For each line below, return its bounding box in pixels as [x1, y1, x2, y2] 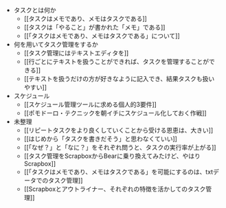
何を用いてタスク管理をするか [13, 41, 98, 48]
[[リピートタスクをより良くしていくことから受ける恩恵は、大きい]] [23, 126, 214, 134]
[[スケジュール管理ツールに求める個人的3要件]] [23, 100, 157, 108]
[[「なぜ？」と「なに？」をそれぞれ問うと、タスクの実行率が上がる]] [23, 143, 216, 151]
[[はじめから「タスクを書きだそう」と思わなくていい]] [23, 135, 177, 143]
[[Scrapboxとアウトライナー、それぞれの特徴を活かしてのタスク [23, 185, 206, 193]
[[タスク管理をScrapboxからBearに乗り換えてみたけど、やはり [23, 152, 201, 160]
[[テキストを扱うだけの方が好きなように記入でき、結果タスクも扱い [23, 75, 215, 82]
